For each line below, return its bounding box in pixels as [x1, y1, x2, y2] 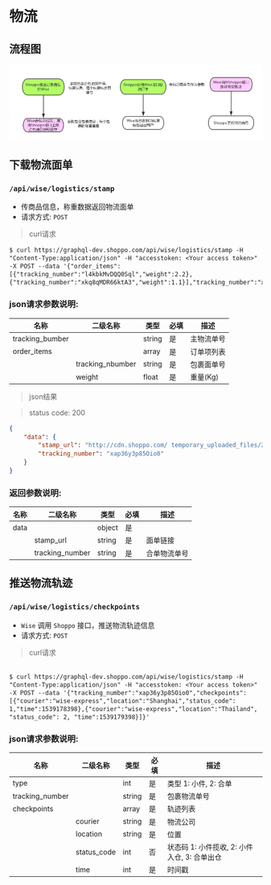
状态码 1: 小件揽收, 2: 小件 [166, 842, 253, 852]
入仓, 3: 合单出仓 [166, 852, 222, 862]
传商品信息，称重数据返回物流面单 [20, 202, 134, 212]
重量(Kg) [190, 372, 220, 382]
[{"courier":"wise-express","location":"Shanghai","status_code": [9, 696, 236, 705]
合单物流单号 [146, 548, 189, 558]
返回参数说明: [9, 487, 62, 498]
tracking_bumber [12, 334, 69, 343]
